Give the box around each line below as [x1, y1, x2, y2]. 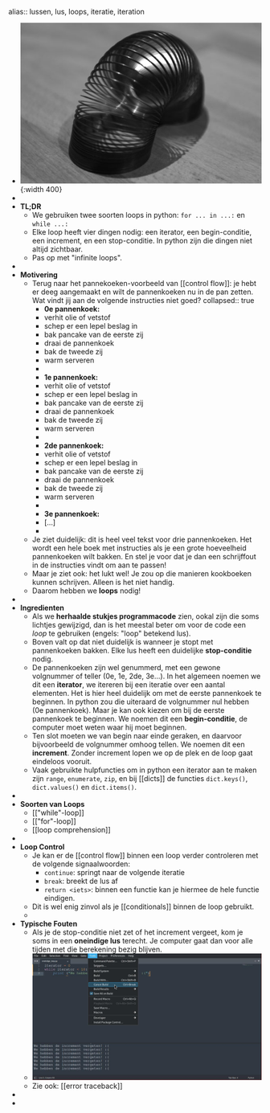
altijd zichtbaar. [31, 244, 83, 254]
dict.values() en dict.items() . [31, 783, 137, 792]
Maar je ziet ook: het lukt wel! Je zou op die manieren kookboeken [31, 569, 252, 579]
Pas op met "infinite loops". [31, 253, 123, 263]
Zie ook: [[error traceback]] [31, 1081, 123, 1090]
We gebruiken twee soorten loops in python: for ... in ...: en [31, 211, 245, 220]
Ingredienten [19, 603, 64, 613]
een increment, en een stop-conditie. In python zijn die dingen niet [31, 236, 253, 246]
